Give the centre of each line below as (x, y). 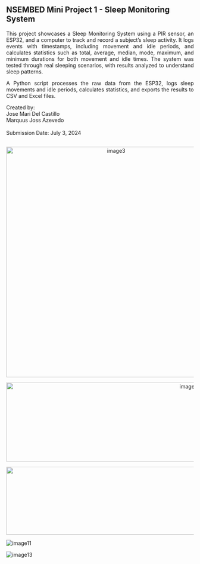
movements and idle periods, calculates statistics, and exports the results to (100, 90)
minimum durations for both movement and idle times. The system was (100, 58)
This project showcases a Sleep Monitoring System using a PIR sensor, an (100, 33)
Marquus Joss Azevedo (35, 120)
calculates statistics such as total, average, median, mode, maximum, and (100, 53)
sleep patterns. (25, 72)
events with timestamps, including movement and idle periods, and (100, 46)
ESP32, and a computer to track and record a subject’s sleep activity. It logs (100, 40)
